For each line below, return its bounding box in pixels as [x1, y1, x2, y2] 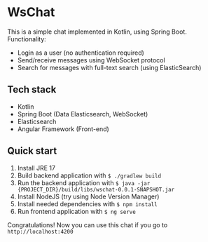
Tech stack [7, 83, 57, 95]
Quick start [7, 145, 57, 157]
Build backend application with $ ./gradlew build [17, 171, 162, 180]
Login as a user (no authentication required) [17, 48, 145, 57]
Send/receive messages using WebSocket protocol [17, 55, 166, 64]
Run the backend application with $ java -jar [17, 178, 151, 187]
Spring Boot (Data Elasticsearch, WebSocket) [17, 109, 148, 118]
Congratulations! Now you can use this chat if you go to [7, 220, 168, 229]
